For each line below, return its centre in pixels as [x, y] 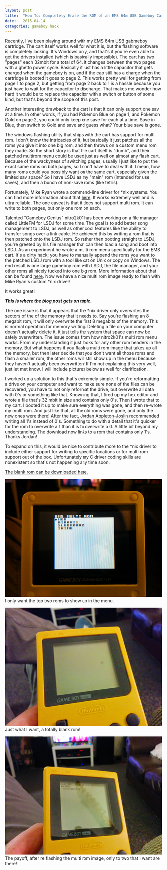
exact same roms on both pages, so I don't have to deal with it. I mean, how [83, 167]
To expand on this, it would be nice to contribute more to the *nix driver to [81, 446]
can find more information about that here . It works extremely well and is [80, 198]
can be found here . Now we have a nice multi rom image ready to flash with [83, 276]
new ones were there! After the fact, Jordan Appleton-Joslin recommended [82, 416]
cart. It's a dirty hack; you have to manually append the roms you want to [80, 255]
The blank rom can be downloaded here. [47, 472]
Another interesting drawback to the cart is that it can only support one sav [82, 109]
